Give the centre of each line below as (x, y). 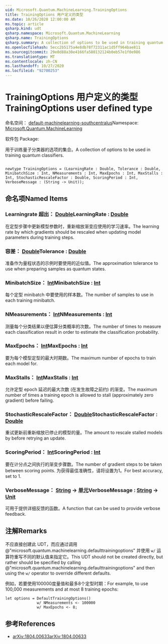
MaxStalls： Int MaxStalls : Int (42, 377)
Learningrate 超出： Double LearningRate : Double (67, 214)
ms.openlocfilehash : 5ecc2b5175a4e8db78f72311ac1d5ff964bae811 (73, 47)
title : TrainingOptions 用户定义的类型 (44, 15)
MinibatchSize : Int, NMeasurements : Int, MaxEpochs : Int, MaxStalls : (84, 173)
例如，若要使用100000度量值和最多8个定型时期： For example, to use (77, 583)
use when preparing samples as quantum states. (56, 269)
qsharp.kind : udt (23, 29)
